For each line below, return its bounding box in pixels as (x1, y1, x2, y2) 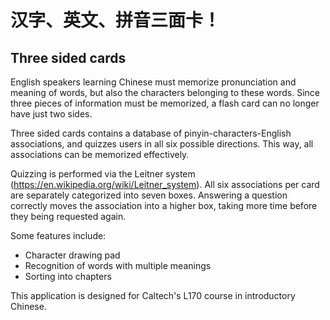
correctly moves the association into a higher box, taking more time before (10, 200, 318, 211)
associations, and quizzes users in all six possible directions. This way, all (10, 138, 314, 150)
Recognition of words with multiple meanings (24, 260, 212, 271)
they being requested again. (10, 211, 127, 222)
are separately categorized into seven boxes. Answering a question (10, 189, 288, 201)
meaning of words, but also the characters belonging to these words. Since (10, 87, 320, 98)
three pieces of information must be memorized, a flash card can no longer (10, 97, 320, 109)
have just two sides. (10, 108, 93, 120)
